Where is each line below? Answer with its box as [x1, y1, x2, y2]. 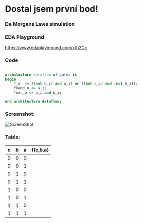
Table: [5, 134, 20, 140]
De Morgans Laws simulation [5, 21, 75, 28]
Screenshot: [5, 110, 35, 117]
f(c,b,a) [31, 146, 49, 153]
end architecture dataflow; [5, 99, 62, 104]
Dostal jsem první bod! [5, 3, 98, 15]
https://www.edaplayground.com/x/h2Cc [5, 45, 88, 51]
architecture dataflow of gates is [5, 72, 77, 77]
